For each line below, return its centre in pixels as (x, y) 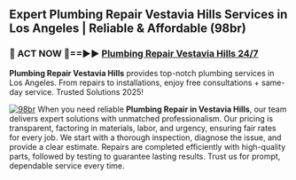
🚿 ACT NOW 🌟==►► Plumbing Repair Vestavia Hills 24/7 (134, 54)
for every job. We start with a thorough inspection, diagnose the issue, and (145, 137)
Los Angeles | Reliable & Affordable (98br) (128, 29)
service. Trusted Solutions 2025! (85, 91)
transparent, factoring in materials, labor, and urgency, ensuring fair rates (143, 128)
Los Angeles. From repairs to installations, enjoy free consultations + (134, 82)
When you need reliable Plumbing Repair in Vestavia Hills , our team (162, 109)
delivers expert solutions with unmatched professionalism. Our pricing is (141, 118)
